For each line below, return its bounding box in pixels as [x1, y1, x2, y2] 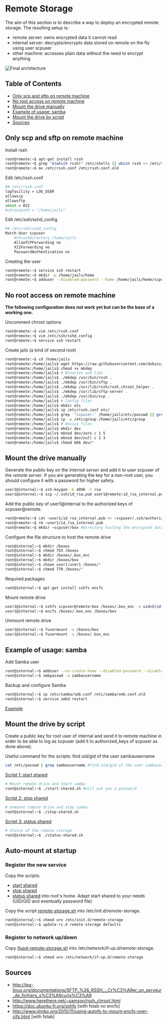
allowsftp [5, 198, 26, 203]
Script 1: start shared [5, 772, 48, 778]
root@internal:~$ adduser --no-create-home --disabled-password [5, 669, 141, 674]
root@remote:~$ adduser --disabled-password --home [5, 277, 114, 282]
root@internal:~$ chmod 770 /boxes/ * [5, 567, 83, 571]
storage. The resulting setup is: [5, 24, 69, 30]
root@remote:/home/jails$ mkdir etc [5, 403, 81, 408]
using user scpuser [12, 45, 52, 51]
